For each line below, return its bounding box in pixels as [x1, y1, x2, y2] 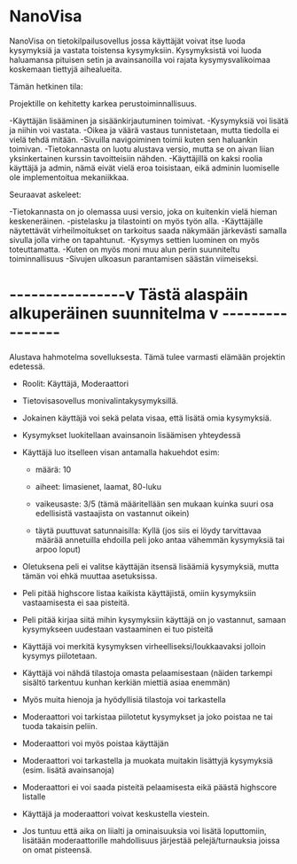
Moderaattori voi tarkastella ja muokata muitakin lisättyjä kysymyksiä [21, 755, 273, 766]
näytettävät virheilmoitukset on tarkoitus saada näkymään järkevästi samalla [9, 224, 287, 236]
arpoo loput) [35, 544, 82, 554]
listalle [21, 791, 46, 802]
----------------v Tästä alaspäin [9, 285, 248, 305]
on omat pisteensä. [21, 844, 93, 855]
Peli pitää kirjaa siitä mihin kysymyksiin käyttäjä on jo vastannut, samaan [21, 614, 286, 624]
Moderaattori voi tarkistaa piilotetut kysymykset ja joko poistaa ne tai [21, 711, 273, 722]
